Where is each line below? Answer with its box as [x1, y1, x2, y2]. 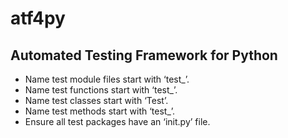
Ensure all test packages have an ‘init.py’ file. [24, 116, 211, 127]
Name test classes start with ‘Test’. [24, 95, 169, 106]
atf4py [10, 7, 66, 30]
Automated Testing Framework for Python [10, 47, 278, 64]
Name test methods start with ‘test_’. [24, 105, 176, 117]
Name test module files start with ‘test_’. [24, 73, 190, 85]
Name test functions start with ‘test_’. [24, 84, 178, 96]
